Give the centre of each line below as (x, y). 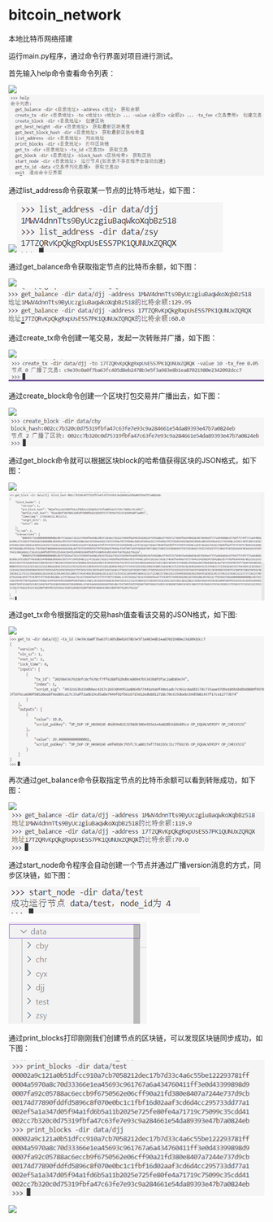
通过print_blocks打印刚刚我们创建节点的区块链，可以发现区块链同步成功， (132, 1038)
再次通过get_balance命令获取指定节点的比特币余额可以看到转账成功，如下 (132, 780)
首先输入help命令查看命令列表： (62, 73)
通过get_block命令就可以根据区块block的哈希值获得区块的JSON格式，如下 (133, 461)
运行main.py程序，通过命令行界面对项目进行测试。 (93, 55)
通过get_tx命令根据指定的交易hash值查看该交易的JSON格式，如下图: (123, 615)
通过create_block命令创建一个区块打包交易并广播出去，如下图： (115, 396)
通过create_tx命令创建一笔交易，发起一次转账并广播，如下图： (113, 337)
